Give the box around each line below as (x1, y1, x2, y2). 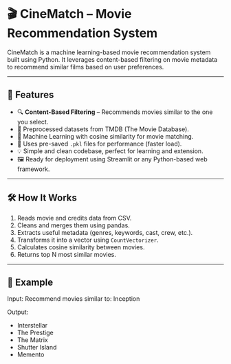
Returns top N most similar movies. (16, 250, 117, 258)
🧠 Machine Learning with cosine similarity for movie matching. (16, 132, 194, 140)
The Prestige (16, 328, 54, 337)
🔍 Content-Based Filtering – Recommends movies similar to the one (16, 108, 213, 116)
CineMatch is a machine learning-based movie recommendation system (7, 48, 211, 56)
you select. (16, 117, 49, 126)
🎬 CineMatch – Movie (7, 6, 132, 22)
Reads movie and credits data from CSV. (16, 214, 132, 222)
